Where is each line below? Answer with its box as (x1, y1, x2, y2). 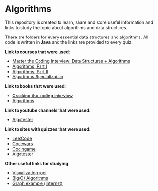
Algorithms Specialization (12, 74, 64, 79)
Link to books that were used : (5, 83, 66, 89)
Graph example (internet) (12, 180, 63, 186)
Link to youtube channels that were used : (5, 107, 91, 113)
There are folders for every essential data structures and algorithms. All (5, 34, 149, 40)
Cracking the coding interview (12, 93, 73, 98)
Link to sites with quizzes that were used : (5, 126, 91, 132)
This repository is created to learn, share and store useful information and (5, 19, 154, 25)
